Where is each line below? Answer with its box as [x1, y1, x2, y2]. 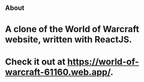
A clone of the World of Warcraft [5, 23, 140, 35]
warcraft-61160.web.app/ [5, 66, 111, 78]
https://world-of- [67, 56, 139, 67]
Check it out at [5, 56, 66, 67]
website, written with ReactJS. [5, 34, 132, 45]
